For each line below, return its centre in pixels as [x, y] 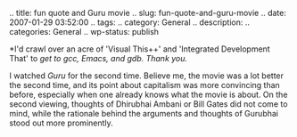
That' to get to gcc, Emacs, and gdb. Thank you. [99, 58]
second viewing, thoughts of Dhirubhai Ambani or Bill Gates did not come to [148, 104]
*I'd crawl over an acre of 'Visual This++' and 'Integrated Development [140, 49]
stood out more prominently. [61, 123]
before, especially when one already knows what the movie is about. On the [148, 94]
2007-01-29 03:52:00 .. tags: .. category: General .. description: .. [129, 22]
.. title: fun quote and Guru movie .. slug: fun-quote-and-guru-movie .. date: [148, 13]
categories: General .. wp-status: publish [84, 32]
